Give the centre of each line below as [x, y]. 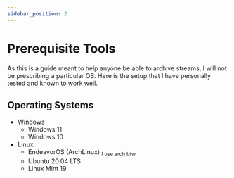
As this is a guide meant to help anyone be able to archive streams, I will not [117, 68]
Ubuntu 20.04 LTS [54, 161]
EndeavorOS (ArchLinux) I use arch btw [82, 153]
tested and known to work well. [53, 83]
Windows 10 [46, 137]
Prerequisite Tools [61, 48]
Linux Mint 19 [47, 169]
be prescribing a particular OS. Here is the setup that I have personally [109, 75]
